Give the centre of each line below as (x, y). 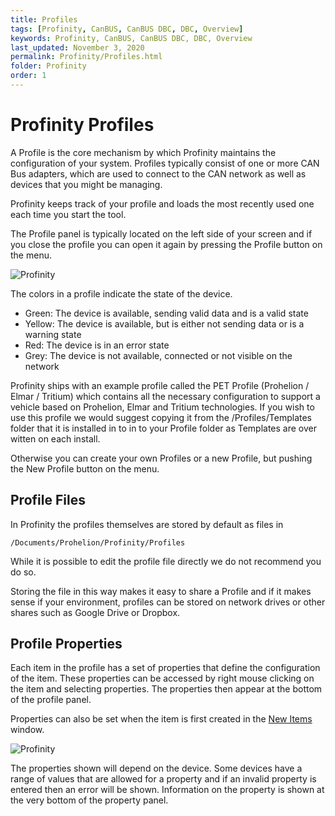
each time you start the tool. (68, 214)
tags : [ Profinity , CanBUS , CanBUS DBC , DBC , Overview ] (127, 29)
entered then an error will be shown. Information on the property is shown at (167, 790)
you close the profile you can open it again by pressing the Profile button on (166, 244)
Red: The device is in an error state (97, 345)
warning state (53, 334)
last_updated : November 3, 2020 (77, 47)
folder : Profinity (48, 66)
